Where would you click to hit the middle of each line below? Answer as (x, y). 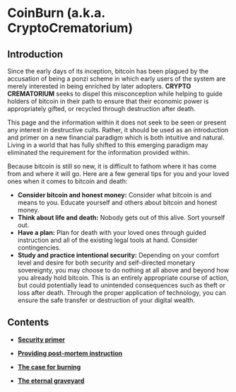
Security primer (41, 339)
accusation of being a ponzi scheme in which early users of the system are (117, 79)
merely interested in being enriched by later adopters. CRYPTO (99, 86)
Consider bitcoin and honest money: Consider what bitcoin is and (114, 195)
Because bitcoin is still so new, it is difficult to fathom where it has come (112, 166)
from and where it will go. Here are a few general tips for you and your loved (118, 174)
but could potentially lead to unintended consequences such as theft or (122, 285)
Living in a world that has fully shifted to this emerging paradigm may (108, 145)
